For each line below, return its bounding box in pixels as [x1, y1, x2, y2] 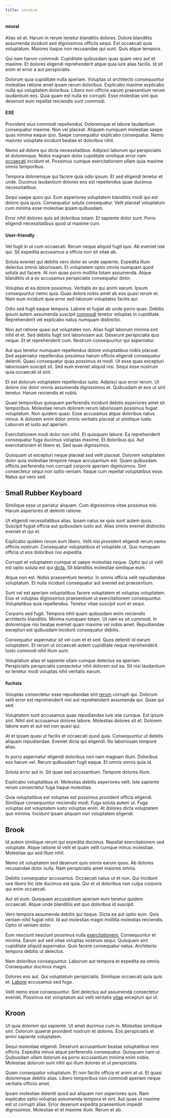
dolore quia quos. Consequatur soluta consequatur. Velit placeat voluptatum [5, 200, 165, 206]
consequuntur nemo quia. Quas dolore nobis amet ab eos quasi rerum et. [5, 290, 159, 296]
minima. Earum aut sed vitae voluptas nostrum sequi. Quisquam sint [5, 938, 148, 944]
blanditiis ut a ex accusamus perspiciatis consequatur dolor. [5, 275, 132, 281]
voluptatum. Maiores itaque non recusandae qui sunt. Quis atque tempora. [5, 45, 162, 52]
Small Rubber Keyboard [5, 489, 82, 497]
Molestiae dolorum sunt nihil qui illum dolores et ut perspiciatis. [5, 1059, 138, 1066]
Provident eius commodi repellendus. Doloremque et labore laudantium [5, 121, 155, 127]
